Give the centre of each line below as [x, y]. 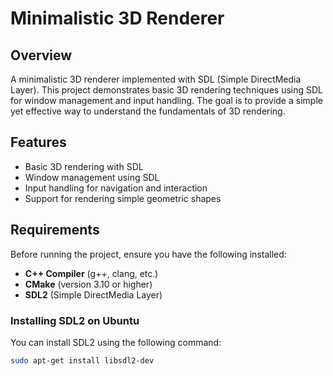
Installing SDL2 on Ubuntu [75, 320]
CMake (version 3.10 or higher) [88, 284]
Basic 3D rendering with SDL [84, 166]
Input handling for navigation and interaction [116, 188]
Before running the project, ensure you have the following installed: [148, 254]
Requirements [55, 230]
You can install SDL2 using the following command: [116, 342]
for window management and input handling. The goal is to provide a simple [166, 100]
